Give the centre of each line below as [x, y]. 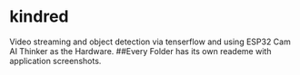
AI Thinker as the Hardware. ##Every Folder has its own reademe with [140, 51]
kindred [39, 17]
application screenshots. [55, 61]
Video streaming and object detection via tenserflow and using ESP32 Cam [150, 42]
